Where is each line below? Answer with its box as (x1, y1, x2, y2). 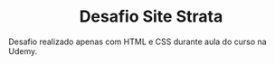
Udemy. (8, 45, 38, 56)
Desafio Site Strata (79, 6, 223, 27)
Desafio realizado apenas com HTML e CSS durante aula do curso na (8, 36, 268, 47)
